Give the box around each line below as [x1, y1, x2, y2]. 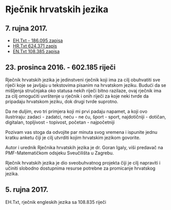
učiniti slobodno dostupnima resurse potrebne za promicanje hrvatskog [5, 165, 156, 171]
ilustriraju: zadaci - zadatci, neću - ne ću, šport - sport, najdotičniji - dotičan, [5, 113, 166, 120]
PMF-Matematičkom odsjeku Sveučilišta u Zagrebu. [5, 150, 114, 156]
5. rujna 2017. [5, 185, 48, 194]
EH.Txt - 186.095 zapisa [12, 37, 63, 43]
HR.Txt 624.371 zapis [12, 43, 57, 49]
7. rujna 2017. [5, 24, 47, 33]
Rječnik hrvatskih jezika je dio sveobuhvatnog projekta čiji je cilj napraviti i [5, 159, 161, 166]
